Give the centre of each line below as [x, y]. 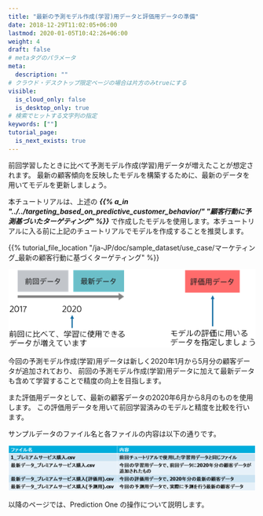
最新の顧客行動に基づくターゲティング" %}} [89, 257]
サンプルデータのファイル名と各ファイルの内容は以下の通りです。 [115, 434]
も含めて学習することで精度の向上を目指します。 [87, 381]
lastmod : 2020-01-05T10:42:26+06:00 [68, 33]
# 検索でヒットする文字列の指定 [53, 116]
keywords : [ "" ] [33, 124]
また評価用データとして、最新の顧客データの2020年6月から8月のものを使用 [131, 397]
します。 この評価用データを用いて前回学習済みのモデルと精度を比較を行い [129, 408]
